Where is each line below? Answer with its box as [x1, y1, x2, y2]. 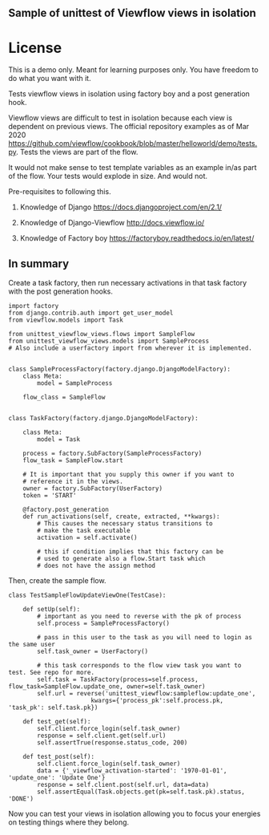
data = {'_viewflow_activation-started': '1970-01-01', [37, 767, 227, 775]
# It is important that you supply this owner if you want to [22, 471, 235, 479]
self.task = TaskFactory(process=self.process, [37, 675, 199, 684]
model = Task [37, 436, 81, 444]
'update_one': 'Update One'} [8, 774, 106, 782]
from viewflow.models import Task [8, 316, 124, 324]
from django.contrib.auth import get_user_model [8, 309, 174, 318]
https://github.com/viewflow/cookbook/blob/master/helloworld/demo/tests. [8, 139, 258, 148]
